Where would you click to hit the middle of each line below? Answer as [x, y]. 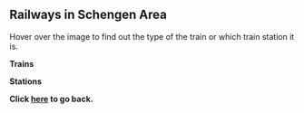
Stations [26, 81]
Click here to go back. [51, 99]
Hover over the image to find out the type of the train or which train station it [152, 36]
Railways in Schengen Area [88, 15]
